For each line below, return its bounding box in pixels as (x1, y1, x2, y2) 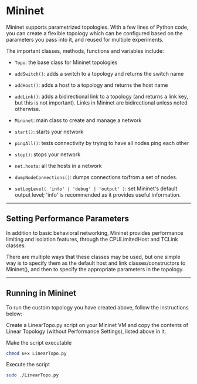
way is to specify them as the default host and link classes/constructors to (6, 260, 186, 267)
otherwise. (14, 105, 41, 112)
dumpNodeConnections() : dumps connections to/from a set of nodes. (14, 173, 178, 180)
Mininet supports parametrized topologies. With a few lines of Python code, (6, 23, 189, 31)
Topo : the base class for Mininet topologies (14, 59, 118, 66)
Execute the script (6, 361, 50, 368)
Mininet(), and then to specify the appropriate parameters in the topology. (6, 265, 184, 272)
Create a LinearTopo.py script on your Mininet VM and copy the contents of (6, 321, 189, 328)
